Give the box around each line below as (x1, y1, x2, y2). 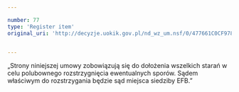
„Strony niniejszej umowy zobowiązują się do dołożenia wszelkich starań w (7, 62, 228, 70)
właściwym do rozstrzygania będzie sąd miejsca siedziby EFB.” (7, 76, 193, 85)
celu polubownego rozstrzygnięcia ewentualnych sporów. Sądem (7, 69, 198, 78)
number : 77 (7, 16, 40, 23)
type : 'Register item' (7, 23, 75, 30)
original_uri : (7, 30, 50, 37)
